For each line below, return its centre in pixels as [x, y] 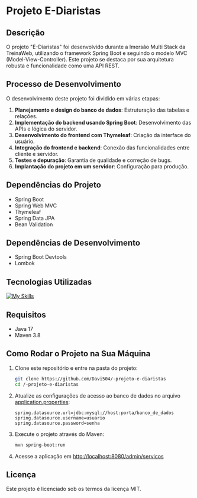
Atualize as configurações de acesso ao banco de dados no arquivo [97, 396]
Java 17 [24, 329]
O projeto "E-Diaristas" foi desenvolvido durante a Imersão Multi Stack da [96, 47]
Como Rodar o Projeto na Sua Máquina [78, 354]
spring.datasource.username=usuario [60, 418]
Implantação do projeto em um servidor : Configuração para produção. [102, 166]
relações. [26, 116]
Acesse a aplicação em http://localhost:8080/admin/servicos [89, 456]
